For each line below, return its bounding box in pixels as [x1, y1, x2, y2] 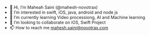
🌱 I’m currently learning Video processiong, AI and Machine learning [9, 15, 146, 20]
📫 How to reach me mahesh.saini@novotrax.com [9, 25, 109, 30]
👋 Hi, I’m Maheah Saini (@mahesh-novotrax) [9, 5, 98, 10]
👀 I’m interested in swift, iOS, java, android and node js [9, 9, 118, 15]
